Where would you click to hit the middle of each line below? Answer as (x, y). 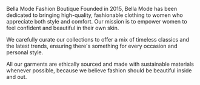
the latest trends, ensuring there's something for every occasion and (92, 46)
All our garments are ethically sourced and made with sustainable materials (100, 64)
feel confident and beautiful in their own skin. (63, 28)
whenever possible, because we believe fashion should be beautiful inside (99, 71)
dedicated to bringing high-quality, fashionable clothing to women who (95, 15)
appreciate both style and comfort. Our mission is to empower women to (97, 21)
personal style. (25, 52)
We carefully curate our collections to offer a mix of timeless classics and (98, 39)
